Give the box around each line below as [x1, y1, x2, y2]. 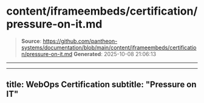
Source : [21, 37, 42, 44]
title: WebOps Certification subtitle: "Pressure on [6, 79, 197, 90]
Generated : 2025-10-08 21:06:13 [73, 50, 157, 57]
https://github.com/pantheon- [42, 37, 118, 44]
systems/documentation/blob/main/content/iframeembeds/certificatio [21, 44, 197, 51]
